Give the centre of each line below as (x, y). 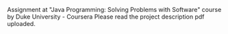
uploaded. (21, 24)
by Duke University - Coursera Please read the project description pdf (106, 17)
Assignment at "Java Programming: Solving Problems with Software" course (114, 10)
